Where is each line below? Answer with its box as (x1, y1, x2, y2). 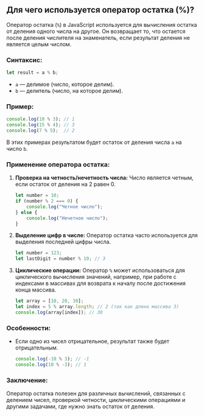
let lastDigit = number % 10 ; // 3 (15, 256, 106, 262)
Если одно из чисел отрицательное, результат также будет (15, 338, 169, 345)
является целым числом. (6, 40, 72, 48)
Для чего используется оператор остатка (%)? (6, 5, 195, 15)
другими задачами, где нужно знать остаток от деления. (6, 403, 155, 411)
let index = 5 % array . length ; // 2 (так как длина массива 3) (15, 304, 180, 310)
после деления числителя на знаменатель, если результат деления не (6, 34, 190, 41)
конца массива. (15, 286, 57, 293)
